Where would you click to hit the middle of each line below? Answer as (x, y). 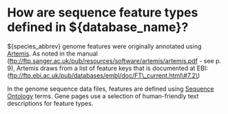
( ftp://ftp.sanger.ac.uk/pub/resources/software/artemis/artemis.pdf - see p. (114, 60)
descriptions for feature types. (50, 103)
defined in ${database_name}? (98, 27)
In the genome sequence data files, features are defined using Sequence (111, 89)
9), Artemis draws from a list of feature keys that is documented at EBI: (107, 68)
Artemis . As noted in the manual (53, 54)
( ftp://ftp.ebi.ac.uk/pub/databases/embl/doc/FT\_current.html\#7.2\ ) (104, 75)
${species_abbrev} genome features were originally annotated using (104, 46)
